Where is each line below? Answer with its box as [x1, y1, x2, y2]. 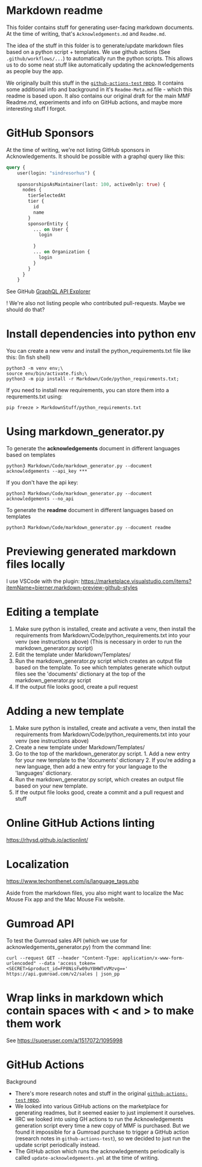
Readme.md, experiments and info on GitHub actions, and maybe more [6, 98, 183, 106]
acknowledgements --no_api [6, 496, 74, 502]
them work [6, 1016, 62, 1030]
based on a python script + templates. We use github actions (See [6, 48, 171, 55]
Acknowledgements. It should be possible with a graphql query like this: [6, 153, 185, 160]
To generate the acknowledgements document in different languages [6, 445, 180, 452]
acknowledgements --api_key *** [6, 468, 87, 475]
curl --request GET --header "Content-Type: [6, 955, 120, 961]
